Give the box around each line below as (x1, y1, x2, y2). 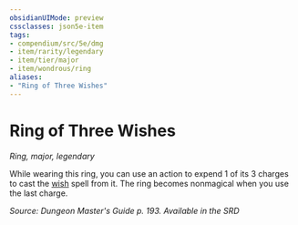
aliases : (9, 73, 43, 82)
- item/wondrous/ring (9, 65, 92, 74)
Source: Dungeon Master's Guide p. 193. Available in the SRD (9, 205, 240, 216)
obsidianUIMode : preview (9, 13, 104, 23)
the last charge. (9, 188, 68, 199)
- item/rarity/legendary (9, 47, 104, 56)
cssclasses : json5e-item (9, 22, 104, 31)
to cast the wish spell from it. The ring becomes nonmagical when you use (9, 178, 290, 189)
